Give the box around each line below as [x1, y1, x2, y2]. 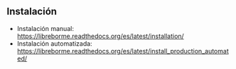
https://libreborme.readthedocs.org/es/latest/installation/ [16, 32, 184, 40]
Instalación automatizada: [16, 39, 93, 48]
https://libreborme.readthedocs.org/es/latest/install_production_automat [16, 46, 229, 55]
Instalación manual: [16, 24, 74, 32]
